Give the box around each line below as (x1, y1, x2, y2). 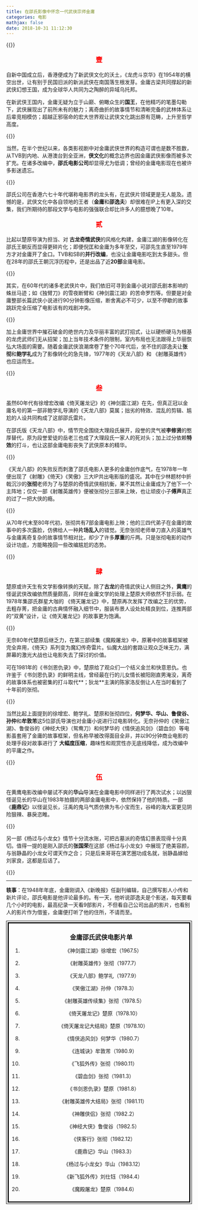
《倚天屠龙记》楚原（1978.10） (66, 1010, 141, 1017)
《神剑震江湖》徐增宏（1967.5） (64, 947, 143, 954)
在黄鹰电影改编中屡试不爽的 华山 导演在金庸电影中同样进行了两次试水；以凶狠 (6, 789, 192, 796)
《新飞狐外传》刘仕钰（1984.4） (64, 1173, 143, 1180)
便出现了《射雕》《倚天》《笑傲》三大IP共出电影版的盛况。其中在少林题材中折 (6, 473, 192, 480)
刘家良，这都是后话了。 (6, 857, 63, 864)
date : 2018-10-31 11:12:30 (6, 25, 72, 31)
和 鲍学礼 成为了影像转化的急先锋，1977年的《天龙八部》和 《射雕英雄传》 (11, 350, 190, 357)
